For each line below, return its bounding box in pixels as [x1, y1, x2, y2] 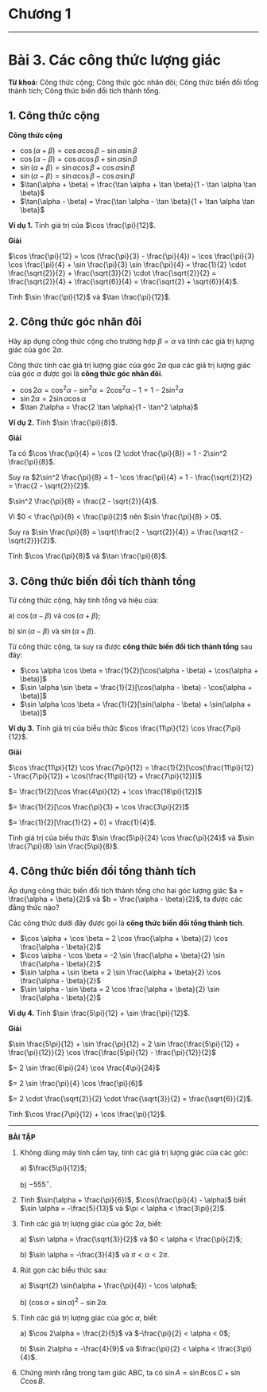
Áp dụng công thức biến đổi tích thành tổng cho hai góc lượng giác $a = [8, 885, 244, 895]
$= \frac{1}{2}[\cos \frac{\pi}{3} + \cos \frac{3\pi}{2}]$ [8, 802, 189, 811]
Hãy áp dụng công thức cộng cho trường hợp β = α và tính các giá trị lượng [8, 336, 254, 346]
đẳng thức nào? [8, 902, 60, 912]
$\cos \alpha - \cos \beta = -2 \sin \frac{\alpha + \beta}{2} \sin [19, 950, 225, 960]
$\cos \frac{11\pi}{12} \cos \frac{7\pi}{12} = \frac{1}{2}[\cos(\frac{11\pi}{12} [8, 763, 254, 772]
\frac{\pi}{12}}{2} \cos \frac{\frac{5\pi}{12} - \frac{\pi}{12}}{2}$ [8, 1047, 216, 1057]
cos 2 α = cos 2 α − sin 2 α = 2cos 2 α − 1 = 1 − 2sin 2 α [19, 384, 184, 395]
